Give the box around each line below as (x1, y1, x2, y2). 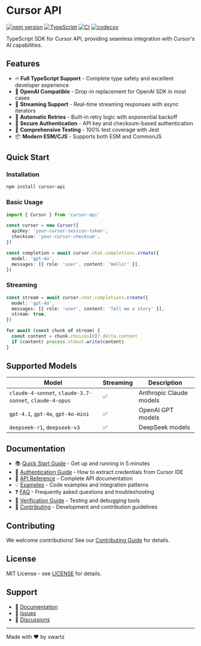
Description (148, 379, 182, 387)
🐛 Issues (14, 609, 36, 617)
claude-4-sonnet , (9, 389, 57, 397)
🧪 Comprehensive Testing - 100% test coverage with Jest (14, 126, 160, 133)
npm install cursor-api (6, 184, 66, 190)
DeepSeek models (138, 423, 190, 431)
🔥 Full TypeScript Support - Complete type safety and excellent (14, 74, 173, 81)
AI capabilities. (6, 41, 43, 49)
